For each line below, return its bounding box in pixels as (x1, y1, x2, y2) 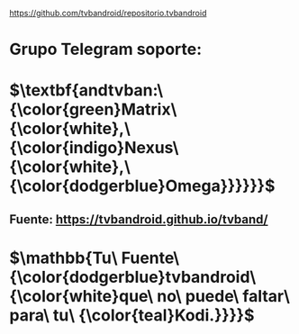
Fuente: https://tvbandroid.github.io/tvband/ (9, 212, 268, 227)
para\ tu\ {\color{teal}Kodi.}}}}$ (9, 305, 255, 325)
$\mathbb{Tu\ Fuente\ (9, 248, 180, 268)
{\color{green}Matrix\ (9, 99, 177, 120)
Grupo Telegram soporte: (9, 40, 203, 59)
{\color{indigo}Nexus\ (9, 138, 179, 158)
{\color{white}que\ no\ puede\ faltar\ (9, 285, 291, 306)
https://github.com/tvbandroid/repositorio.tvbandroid (9, 8, 207, 18)
